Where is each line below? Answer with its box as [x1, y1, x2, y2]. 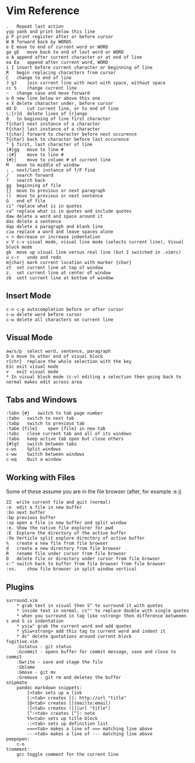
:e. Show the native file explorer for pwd [6, 525, 114, 531]
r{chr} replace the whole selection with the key [6, 358, 132, 364]
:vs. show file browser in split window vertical [6, 566, 137, 572]
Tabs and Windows [6, 395, 78, 405]
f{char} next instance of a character [6, 121, 100, 127]
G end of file [6, 198, 46, 204]
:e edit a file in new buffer [6, 504, 82, 511]
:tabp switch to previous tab [6, 421, 85, 426]
